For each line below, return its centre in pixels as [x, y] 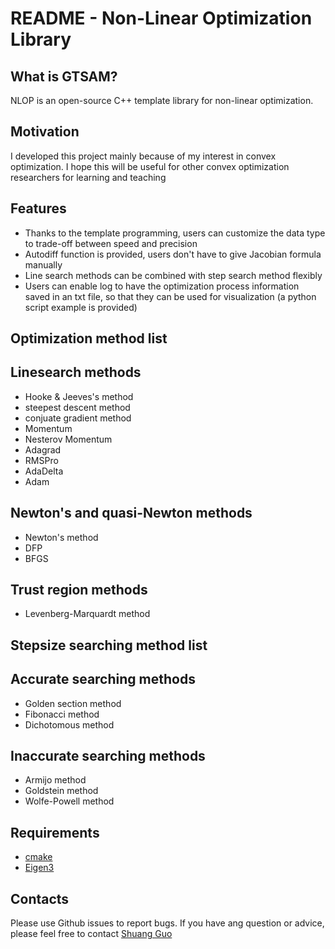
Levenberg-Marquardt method [87, 614]
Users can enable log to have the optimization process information [162, 286]
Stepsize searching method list [109, 645]
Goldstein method [61, 791]
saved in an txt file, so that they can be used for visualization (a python [170, 296]
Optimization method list [89, 338]
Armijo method [55, 780]
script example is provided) [81, 307]
